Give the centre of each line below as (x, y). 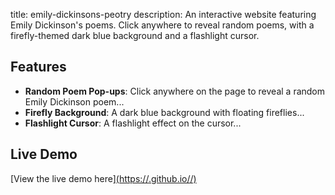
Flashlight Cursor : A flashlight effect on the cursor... (133, 123)
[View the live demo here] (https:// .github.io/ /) (103, 178)
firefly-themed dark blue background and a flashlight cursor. (135, 35)
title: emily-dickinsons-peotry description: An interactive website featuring (163, 14)
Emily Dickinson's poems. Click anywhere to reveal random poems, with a (162, 25)
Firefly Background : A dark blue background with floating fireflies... (164, 112)
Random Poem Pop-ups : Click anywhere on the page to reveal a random (175, 91)
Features (38, 67)
